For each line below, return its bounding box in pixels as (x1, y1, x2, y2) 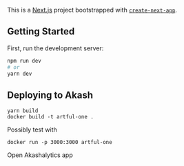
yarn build (7, 107, 39, 114)
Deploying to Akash (7, 89, 93, 101)
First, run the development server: (7, 44, 104, 52)
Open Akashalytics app (7, 151, 74, 159)
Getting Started (7, 25, 75, 37)
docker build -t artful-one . (7, 114, 94, 121)
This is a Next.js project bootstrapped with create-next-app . (7, 6, 178, 14)
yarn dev (7, 70, 32, 77)
